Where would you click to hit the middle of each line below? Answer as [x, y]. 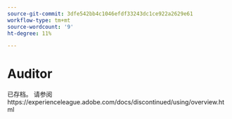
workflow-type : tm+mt [39, 20]
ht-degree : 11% [30, 33]
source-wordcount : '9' [40, 27]
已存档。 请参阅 [30, 94]
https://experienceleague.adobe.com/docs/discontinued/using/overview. [113, 102]
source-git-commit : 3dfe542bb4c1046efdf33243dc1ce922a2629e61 [100, 14]
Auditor [30, 74]
